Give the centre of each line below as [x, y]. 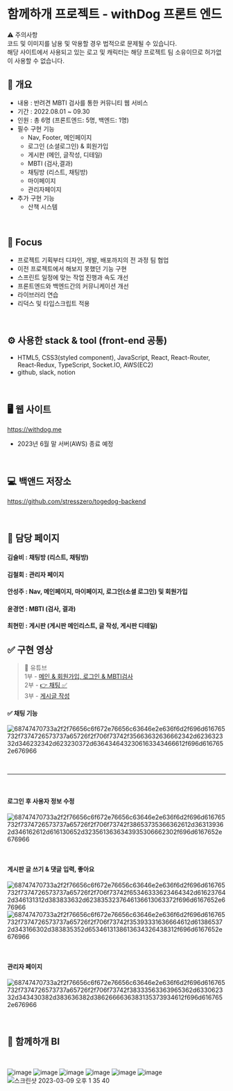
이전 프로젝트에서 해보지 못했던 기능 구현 [72, 268]
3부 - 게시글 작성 [47, 696]
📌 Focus [25, 242]
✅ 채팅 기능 [23, 713]
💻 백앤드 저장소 [39, 481]
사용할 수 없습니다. [39, 60]
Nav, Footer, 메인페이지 [60, 137]
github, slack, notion [46, 372]
